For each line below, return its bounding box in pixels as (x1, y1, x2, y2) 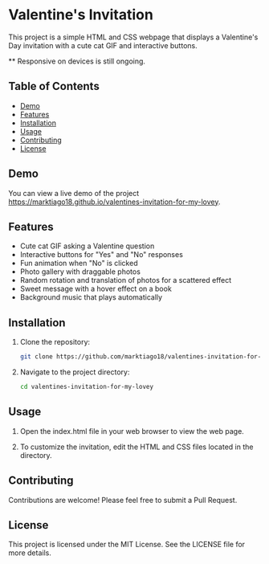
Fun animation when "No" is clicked (19, 259, 138, 268)
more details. (8, 548, 52, 558)
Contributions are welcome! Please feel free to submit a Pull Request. (8, 495, 238, 505)
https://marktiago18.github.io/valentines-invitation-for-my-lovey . (8, 197, 221, 206)
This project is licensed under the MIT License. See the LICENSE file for (8, 540, 246, 550)
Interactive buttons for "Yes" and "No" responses (19, 250, 183, 260)
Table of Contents (8, 80, 100, 93)
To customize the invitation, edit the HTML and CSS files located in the (19, 442, 254, 452)
